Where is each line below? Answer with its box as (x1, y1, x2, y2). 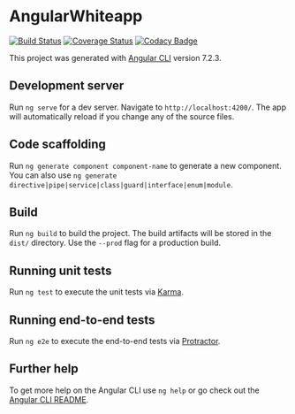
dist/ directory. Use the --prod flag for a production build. (9, 237, 221, 249)
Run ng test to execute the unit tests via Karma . (9, 287, 184, 297)
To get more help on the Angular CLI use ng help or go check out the (9, 385, 260, 395)
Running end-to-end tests (9, 312, 155, 327)
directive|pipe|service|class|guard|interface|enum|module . (9, 179, 233, 189)
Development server (9, 78, 125, 94)
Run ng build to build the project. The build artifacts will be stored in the (9, 228, 272, 239)
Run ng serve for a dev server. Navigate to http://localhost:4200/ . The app (9, 102, 287, 112)
